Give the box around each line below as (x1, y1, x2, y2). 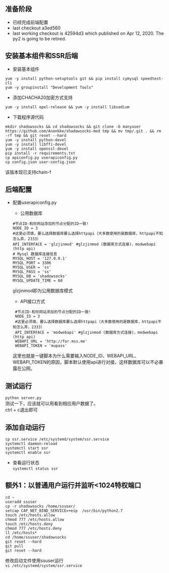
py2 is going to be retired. (12, 35, 67, 41)
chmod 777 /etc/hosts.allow (5, 517, 65, 522)
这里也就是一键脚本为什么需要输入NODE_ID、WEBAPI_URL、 (12, 353, 139, 359)
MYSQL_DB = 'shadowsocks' (12, 274, 67, 279)
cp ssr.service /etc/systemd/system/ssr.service (5, 437, 109, 442)
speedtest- (140, 76, 164, 81)
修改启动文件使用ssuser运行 (5, 557, 64, 563)
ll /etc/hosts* (5, 530, 37, 535)
